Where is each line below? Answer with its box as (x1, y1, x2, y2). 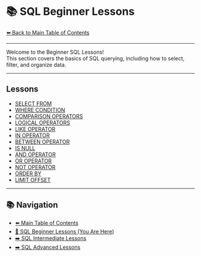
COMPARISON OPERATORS (14, 112, 83, 120)
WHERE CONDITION (14, 106, 66, 114)
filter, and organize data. (6, 61, 66, 68)
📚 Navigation (6, 200, 58, 210)
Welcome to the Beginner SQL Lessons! (6, 48, 104, 56)
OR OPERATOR (14, 157, 52, 164)
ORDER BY (14, 170, 42, 177)
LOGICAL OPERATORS (14, 119, 71, 126)
